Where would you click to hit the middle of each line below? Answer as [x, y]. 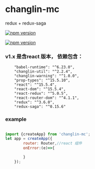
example [16, 119]
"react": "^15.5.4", [35, 85]
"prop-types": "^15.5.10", [42, 80]
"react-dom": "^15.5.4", [40, 89]
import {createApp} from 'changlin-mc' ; [48, 134]
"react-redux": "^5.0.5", [41, 94]
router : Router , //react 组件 [53, 143]
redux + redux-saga [26, 23]
